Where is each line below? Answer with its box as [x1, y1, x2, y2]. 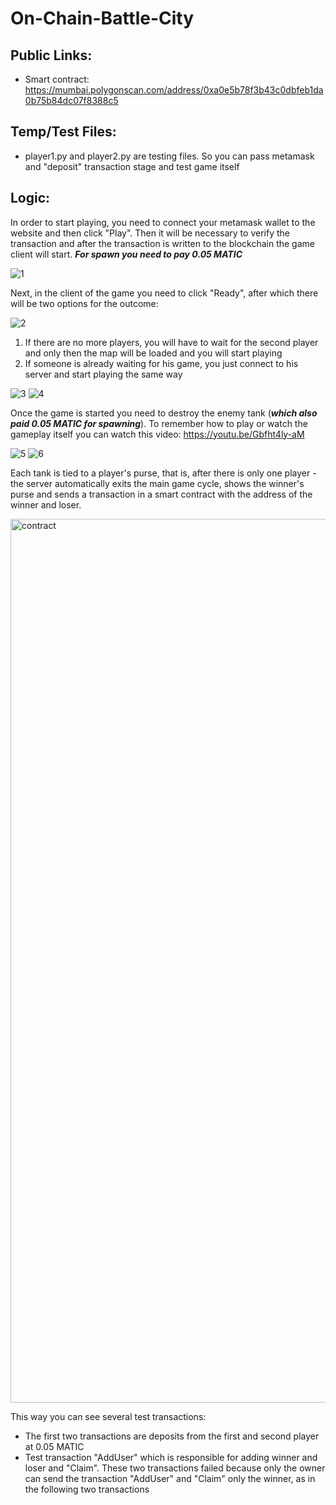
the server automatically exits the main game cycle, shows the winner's [10, 477, 305, 489]
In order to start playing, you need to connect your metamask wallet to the [10, 216, 316, 228]
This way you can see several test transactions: [10, 1410, 207, 1422]
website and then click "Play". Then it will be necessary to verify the [10, 227, 290, 239]
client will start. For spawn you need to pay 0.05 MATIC [10, 248, 243, 260]
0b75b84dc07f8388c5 [24, 95, 119, 106]
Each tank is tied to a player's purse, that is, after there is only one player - [10, 467, 317, 479]
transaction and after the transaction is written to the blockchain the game [10, 237, 315, 249]
